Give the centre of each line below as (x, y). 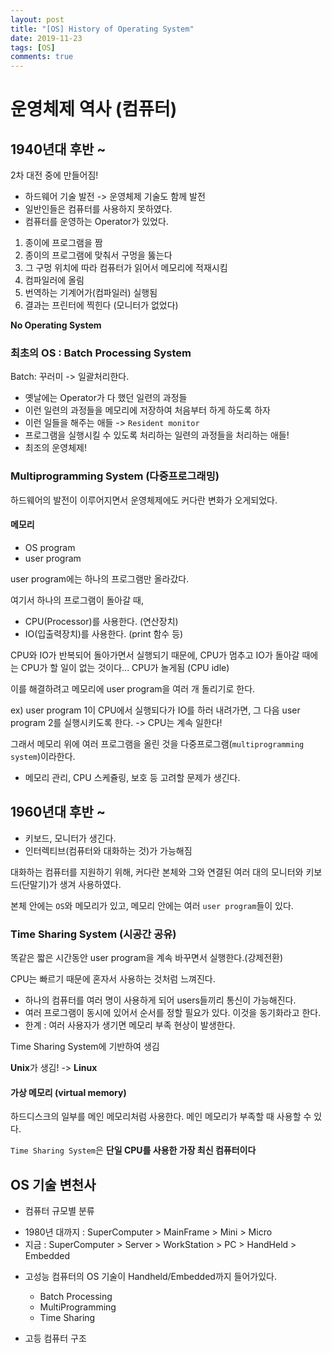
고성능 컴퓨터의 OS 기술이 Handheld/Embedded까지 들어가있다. (151, 1277)
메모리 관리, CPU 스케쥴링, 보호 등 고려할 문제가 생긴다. (132, 777)
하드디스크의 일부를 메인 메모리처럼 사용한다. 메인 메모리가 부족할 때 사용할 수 (161, 1117)
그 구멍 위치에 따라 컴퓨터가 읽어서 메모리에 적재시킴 (126, 268)
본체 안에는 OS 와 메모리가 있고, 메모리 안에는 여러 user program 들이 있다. (152, 905)
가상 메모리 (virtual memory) (68, 1092)
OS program (50, 547)
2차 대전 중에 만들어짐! (54, 175)
